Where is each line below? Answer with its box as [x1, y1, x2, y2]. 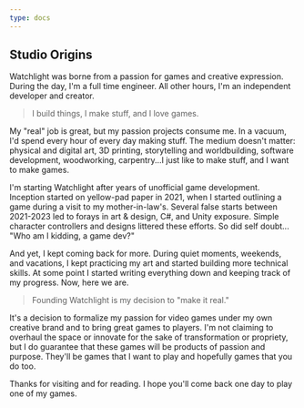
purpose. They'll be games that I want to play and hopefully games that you [9, 352, 293, 362]
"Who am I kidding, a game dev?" [9, 230, 135, 241]
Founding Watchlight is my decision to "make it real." [31, 295, 229, 306]
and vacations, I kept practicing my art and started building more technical [9, 258, 289, 269]
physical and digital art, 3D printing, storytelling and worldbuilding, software [9, 145, 294, 156]
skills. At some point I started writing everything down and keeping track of [9, 268, 291, 279]
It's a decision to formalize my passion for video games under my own [9, 312, 273, 323]
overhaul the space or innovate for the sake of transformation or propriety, [9, 331, 289, 342]
